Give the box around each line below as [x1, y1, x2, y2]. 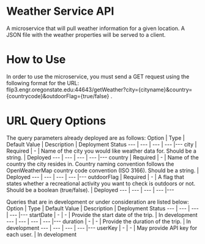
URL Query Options [6, 114, 106, 128]
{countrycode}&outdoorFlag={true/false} [6, 92, 110, 99]
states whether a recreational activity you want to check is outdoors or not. [6, 180, 196, 187]
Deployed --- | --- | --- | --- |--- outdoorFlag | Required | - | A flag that [6, 173, 185, 180]
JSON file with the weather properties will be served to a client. [6, 31, 166, 38]
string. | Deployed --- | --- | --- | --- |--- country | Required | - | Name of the [6, 153, 199, 161]
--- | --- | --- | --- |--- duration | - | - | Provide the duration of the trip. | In [6, 218, 192, 225]
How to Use [6, 53, 66, 67]
